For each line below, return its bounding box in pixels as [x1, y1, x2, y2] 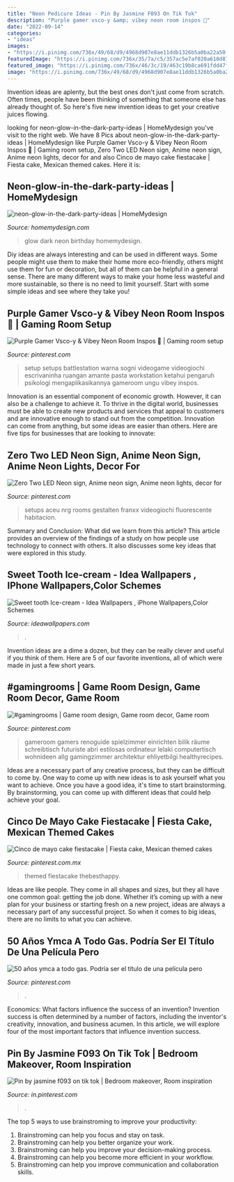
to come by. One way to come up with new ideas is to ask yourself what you [7, 773, 226, 781]
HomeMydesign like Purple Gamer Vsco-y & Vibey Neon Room [28, 138, 208, 146]
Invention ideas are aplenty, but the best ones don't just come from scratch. [7, 88, 225, 96]
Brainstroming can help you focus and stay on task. [17, 1131, 165, 1139]
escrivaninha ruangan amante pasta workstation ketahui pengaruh [24, 371, 214, 380]
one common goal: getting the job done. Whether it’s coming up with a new [7, 893, 223, 901]
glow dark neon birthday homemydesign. [24, 237, 143, 245]
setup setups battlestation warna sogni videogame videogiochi [24, 364, 205, 373]
